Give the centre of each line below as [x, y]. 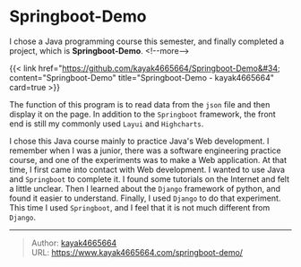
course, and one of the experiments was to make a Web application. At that [148, 159]
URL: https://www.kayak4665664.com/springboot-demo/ [137, 252]
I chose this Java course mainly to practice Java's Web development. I [139, 141]
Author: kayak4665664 [74, 243]
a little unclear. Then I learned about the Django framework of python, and [145, 188]
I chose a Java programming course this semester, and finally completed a [147, 41]
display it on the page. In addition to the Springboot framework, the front [142, 114]
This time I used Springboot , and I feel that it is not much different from [140, 207]
